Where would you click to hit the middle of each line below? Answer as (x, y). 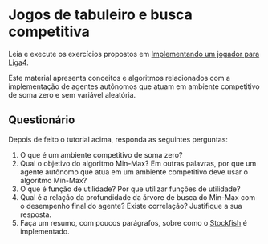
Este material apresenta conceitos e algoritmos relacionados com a (120, 78)
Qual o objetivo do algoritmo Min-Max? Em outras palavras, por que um (138, 163)
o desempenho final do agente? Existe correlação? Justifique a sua (131, 206)
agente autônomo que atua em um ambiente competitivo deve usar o (134, 172)
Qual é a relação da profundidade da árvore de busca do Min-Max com (137, 197)
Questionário (42, 120)
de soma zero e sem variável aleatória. (72, 94)
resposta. (36, 214)
